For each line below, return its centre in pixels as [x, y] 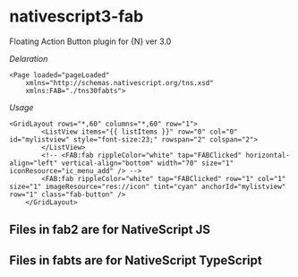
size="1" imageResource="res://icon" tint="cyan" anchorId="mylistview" [148, 186]
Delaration [29, 58]
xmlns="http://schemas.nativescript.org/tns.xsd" [120, 82]
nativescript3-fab [77, 17]
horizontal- [268, 155]
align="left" [34, 163]
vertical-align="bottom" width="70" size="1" [148, 163]
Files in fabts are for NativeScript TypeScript [136, 260]
